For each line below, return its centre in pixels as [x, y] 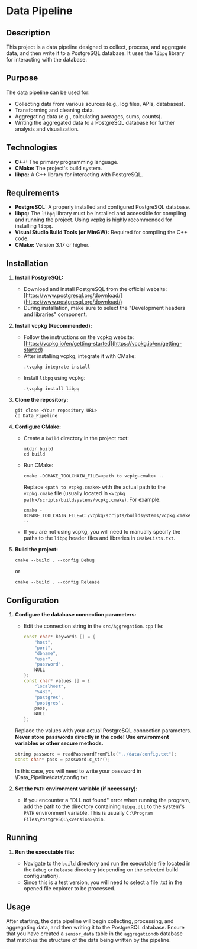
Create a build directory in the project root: [76, 438]
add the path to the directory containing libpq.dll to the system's [104, 806]
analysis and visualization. [46, 129]
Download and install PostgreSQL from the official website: [95, 289]
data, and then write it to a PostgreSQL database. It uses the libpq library [95, 53]
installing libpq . [34, 226]
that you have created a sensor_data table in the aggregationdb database [95, 934]
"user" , [44, 659]
